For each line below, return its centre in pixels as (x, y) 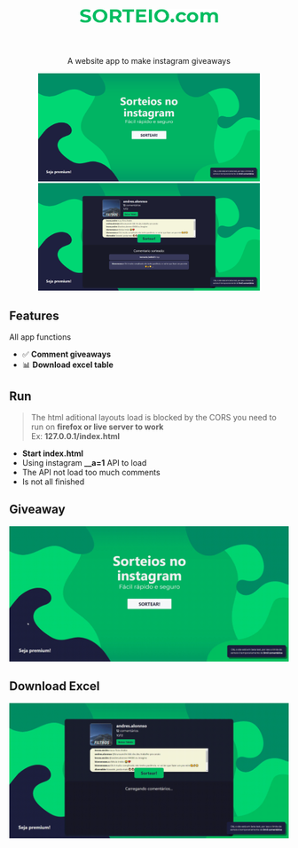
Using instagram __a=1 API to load (84, 463)
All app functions (40, 337)
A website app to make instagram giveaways (149, 60)
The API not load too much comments (91, 473)
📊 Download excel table (67, 365)
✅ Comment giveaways (66, 354)
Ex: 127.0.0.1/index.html (75, 436)
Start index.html (53, 453)
